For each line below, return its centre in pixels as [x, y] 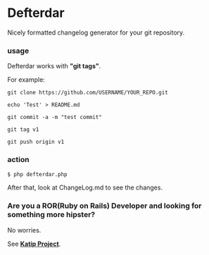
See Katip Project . [34, 244]
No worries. [24, 230]
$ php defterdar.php [38, 174]
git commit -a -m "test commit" [55, 118]
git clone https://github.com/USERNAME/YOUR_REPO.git [88, 93]
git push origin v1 [36, 142]
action [18, 160]
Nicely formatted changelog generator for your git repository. [96, 32]
